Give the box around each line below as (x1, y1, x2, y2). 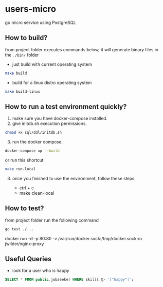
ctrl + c (19, 184, 34, 191)
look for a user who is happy (12, 267, 70, 274)
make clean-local (19, 190, 54, 196)
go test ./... (5, 226, 34, 231)
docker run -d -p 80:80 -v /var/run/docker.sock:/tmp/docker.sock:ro (5, 235, 142, 241)
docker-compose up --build (5, 148, 60, 153)
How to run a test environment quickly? (5, 102, 127, 111)
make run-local (5, 167, 36, 172)
